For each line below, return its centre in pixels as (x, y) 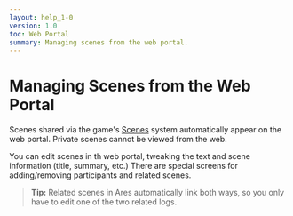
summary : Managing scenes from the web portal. (99, 42)
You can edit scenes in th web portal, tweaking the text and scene (130, 156)
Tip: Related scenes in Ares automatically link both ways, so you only (158, 193)
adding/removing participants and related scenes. (100, 175)
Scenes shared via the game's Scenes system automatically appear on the (146, 130)
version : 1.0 (33, 26)
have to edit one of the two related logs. (104, 202)
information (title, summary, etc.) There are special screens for (123, 166)
